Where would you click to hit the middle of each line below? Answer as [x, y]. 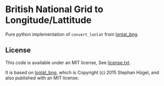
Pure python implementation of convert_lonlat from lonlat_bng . [72, 34]
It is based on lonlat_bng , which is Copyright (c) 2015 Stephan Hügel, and [82, 72]
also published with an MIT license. [42, 78]
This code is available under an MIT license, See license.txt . [68, 63]
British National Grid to [54, 9]
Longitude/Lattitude [48, 20]
